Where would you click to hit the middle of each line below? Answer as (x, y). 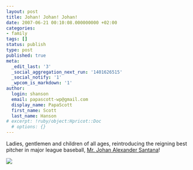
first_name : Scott (34, 110)
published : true (26, 55)
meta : (13, 61)
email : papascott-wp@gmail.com (50, 99)
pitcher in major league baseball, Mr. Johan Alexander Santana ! (83, 150)
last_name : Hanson (34, 116)
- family (17, 34)
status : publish (26, 45)
